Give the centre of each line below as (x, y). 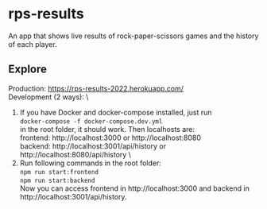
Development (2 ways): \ (48, 97)
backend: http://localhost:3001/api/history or (93, 146)
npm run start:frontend (59, 172)
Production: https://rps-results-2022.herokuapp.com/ (96, 88)
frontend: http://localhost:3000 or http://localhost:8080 (110, 137)
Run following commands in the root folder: (90, 163)
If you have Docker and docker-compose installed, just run (116, 112)
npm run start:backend (57, 180)
